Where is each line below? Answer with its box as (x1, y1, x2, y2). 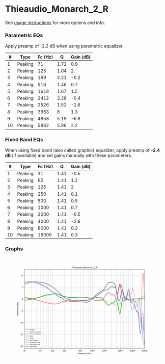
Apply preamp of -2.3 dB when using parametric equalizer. (5, 43, 124, 49)
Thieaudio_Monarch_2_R (5, 3, 109, 15)
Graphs (5, 245, 23, 252)
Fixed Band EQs (5, 136, 43, 143)
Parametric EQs (5, 32, 43, 39)
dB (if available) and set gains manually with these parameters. (5, 153, 133, 158)
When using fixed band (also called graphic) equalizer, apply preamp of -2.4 (5, 147, 160, 153)
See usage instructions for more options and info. (5, 20, 106, 26)
